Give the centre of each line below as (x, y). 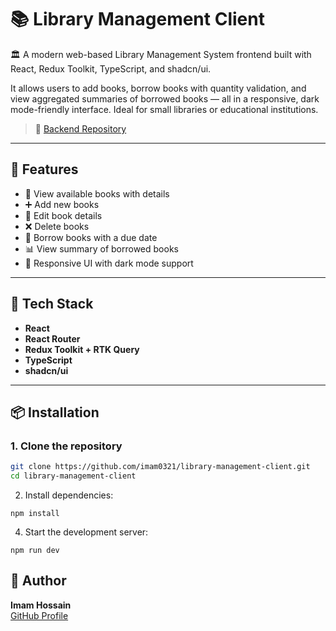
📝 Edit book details (63, 215)
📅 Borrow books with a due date (91, 237)
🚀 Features (44, 169)
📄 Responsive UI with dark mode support (109, 263)
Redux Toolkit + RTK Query (82, 349)
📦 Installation (55, 412)
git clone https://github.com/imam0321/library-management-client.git (160, 467)
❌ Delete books (57, 226)
